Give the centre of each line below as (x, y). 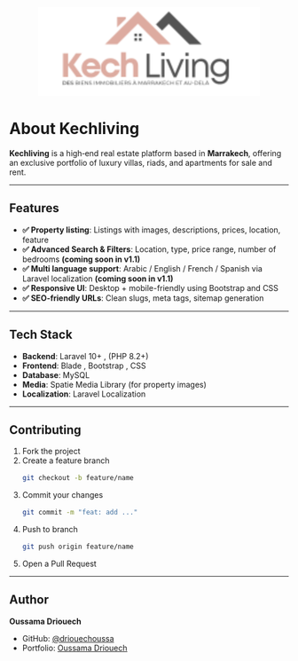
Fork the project (51, 452)
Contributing (45, 430)
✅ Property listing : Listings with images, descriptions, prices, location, (151, 230)
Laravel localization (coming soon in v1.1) (98, 279)
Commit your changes (63, 495)
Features (34, 208)
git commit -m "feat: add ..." (80, 513)
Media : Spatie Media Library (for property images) (114, 384)
